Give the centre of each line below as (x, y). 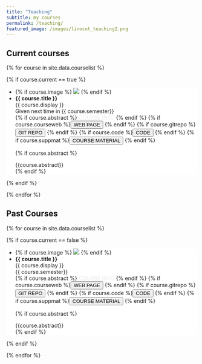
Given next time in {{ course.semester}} (64, 111)
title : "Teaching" (29, 12)
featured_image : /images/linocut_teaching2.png (67, 29)
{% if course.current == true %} (46, 80)
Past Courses (32, 214)
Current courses (38, 53)
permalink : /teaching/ (35, 23)
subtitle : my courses (34, 18)
